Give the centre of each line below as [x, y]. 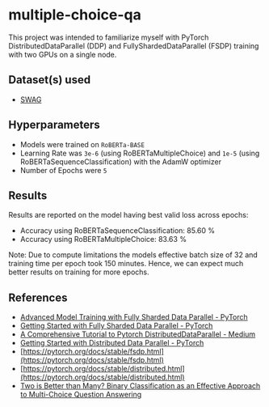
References [38, 297]
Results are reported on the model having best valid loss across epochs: [128, 215]
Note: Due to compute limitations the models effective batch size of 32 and [133, 255]
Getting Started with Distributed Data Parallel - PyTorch [112, 343]
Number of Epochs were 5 [63, 170]
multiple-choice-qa [75, 15]
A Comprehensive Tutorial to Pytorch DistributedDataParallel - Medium [138, 334]
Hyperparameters [55, 125]
